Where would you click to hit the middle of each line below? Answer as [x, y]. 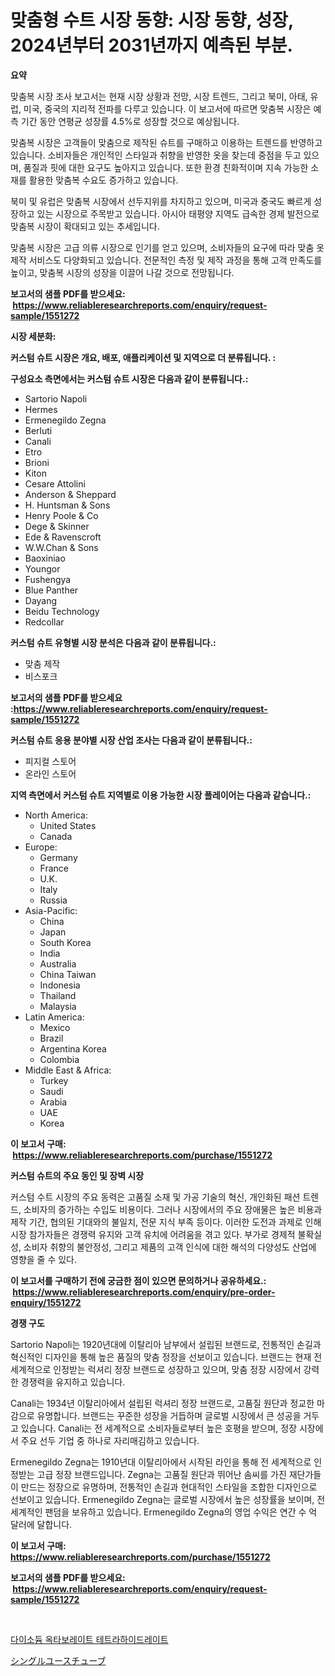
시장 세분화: [33, 336]
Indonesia [60, 985]
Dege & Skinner [57, 526]
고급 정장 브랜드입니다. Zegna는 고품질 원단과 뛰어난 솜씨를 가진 [161, 1474]
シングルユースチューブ [58, 1660]
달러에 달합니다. [41, 1524]
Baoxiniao [45, 558]
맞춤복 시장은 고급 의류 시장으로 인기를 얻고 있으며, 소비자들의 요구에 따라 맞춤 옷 [167, 247]
